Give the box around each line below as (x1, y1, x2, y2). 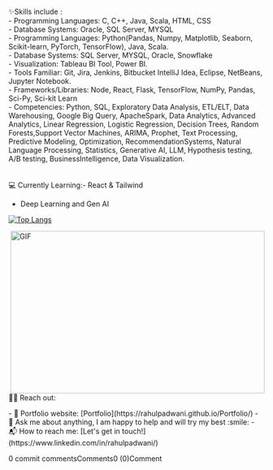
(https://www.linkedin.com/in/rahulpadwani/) (8, 438, 158, 447)
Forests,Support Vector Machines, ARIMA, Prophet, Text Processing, (8, 128, 238, 137)
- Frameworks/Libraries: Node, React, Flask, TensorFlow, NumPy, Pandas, (8, 85, 256, 94)
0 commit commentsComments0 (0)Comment (8, 454, 162, 464)
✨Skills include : (8, 6, 63, 16)
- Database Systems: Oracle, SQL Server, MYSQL (8, 24, 174, 34)
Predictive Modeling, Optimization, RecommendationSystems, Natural (8, 136, 241, 146)
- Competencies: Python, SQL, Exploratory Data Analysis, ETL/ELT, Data (8, 102, 249, 111)
